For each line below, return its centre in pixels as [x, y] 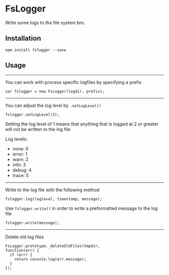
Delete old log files [25, 237]
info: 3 [19, 165]
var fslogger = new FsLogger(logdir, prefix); [55, 91]
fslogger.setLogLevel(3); [32, 114]
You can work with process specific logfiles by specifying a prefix [73, 82]
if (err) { [21, 255]
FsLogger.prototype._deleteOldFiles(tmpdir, [53, 246]
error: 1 [20, 154]
